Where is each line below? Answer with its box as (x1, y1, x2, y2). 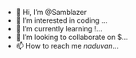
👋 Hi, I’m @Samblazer (15, 8, 87, 16)
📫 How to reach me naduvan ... (15, 42, 119, 50)
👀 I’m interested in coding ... (15, 16, 108, 25)
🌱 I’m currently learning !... (15, 24, 103, 33)
